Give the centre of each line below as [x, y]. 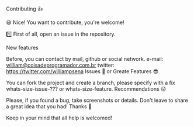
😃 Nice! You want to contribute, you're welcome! [65, 22]
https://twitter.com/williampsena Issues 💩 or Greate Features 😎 [82, 71]
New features [22, 47]
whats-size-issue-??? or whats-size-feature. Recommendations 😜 [86, 89]
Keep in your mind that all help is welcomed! [59, 118]
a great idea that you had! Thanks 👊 [49, 107]
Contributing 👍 [24, 9]
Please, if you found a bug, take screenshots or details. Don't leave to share [97, 100]
